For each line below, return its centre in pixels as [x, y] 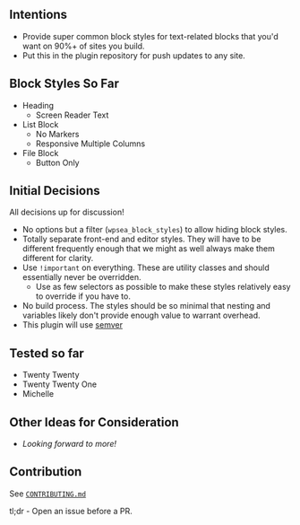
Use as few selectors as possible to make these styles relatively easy [163, 287]
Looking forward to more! [69, 444]
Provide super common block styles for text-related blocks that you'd [150, 36]
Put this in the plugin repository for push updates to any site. [134, 55]
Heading [38, 105]
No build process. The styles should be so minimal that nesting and [146, 306]
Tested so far [47, 353]
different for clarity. [58, 258]
